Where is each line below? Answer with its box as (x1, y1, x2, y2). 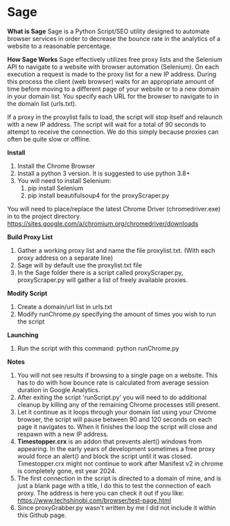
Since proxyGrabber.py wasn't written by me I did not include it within (17, 503, 216, 511)
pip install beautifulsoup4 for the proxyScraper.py (27, 191, 170, 200)
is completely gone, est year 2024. (17, 466, 116, 475)
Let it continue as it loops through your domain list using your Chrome (17, 407, 217, 416)
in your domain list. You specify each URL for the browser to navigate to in (7, 91, 220, 100)
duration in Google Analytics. (17, 385, 100, 394)
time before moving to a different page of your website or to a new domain (7, 85, 220, 93)
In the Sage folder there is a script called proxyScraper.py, (17, 268, 184, 277)
